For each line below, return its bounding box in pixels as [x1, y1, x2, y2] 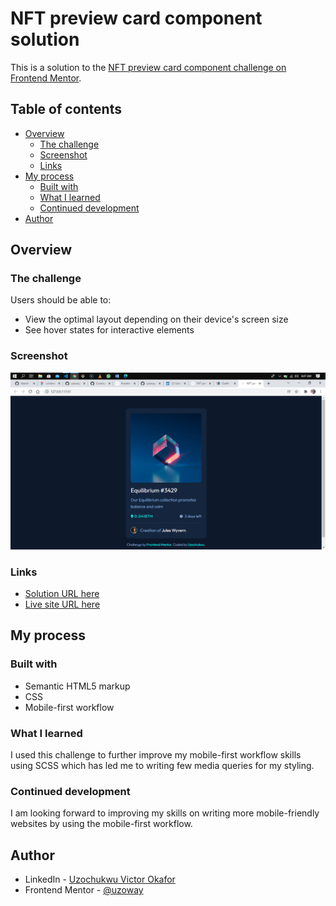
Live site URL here [24, 598, 101, 611]
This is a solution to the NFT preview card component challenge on [10, 61, 287, 73]
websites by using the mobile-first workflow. [10, 818, 193, 830]
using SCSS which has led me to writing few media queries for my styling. [10, 760, 315, 772]
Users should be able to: [10, 294, 112, 306]
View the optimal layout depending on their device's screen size [24, 313, 289, 326]
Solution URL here [24, 588, 100, 600]
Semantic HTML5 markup [24, 680, 131, 692]
